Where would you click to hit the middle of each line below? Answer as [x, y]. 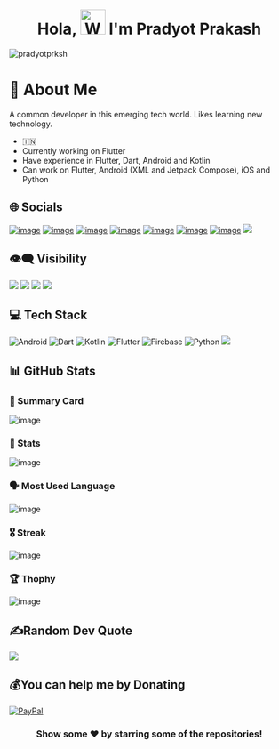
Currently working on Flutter [74, 150]
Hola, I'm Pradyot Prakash [149, 29]
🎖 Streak [28, 532]
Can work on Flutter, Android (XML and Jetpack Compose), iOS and [146, 170]
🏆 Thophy [32, 578]
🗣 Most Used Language [62, 487]
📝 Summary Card [47, 400]
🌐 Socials [36, 208]
